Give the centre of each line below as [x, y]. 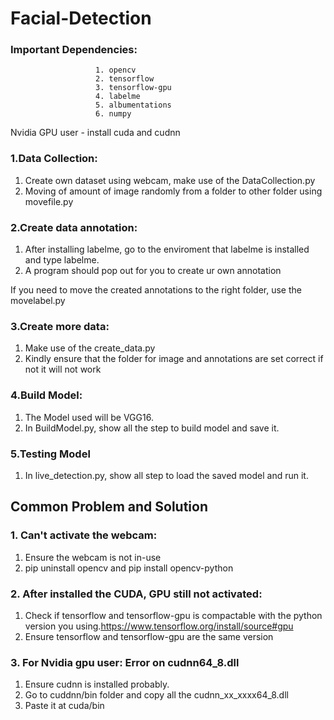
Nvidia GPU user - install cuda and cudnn [95, 133]
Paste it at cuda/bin [64, 706]
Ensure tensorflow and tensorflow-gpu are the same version [149, 636]
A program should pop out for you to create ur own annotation [153, 271]
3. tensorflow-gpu [133, 88]
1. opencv [116, 70]
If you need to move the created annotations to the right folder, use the [156, 290]
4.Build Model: [46, 395]
